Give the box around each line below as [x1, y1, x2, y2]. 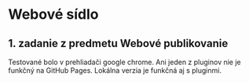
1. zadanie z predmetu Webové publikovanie [8, 37, 229, 50]
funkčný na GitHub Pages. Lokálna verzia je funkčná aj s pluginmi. [8, 66, 222, 75]
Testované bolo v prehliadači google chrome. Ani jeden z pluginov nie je [8, 57, 241, 67]
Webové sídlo [8, 5, 99, 23]
